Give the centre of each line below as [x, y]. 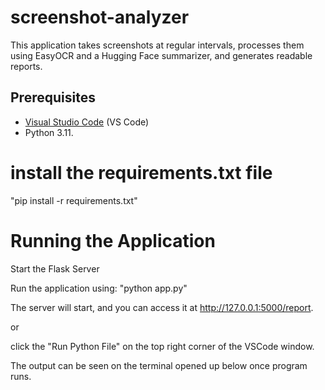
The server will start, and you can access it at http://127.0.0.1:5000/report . [162, 307]
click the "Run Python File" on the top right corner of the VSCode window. [162, 346]
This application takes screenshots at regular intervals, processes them [157, 45]
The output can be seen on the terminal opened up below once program [159, 365]
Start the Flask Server [55, 268]
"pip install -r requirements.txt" [74, 200]
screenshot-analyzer [100, 17]
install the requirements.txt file [141, 172]
